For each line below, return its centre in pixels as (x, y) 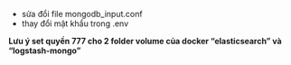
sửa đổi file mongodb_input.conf (82, 14)
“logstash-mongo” (45, 51)
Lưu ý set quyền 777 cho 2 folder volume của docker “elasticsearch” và (145, 41)
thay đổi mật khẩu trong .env (75, 23)
